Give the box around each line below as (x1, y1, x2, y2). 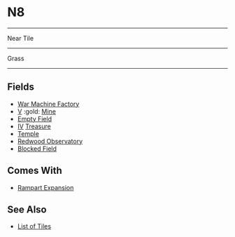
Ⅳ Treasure (17, 122, 51, 130)
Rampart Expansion (17, 183, 74, 191)
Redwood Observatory (17, 137, 83, 145)
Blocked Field (17, 144, 57, 153)
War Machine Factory (17, 100, 80, 108)
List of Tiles (17, 222, 51, 231)
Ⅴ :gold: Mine (17, 107, 56, 116)
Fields (7, 81, 35, 93)
